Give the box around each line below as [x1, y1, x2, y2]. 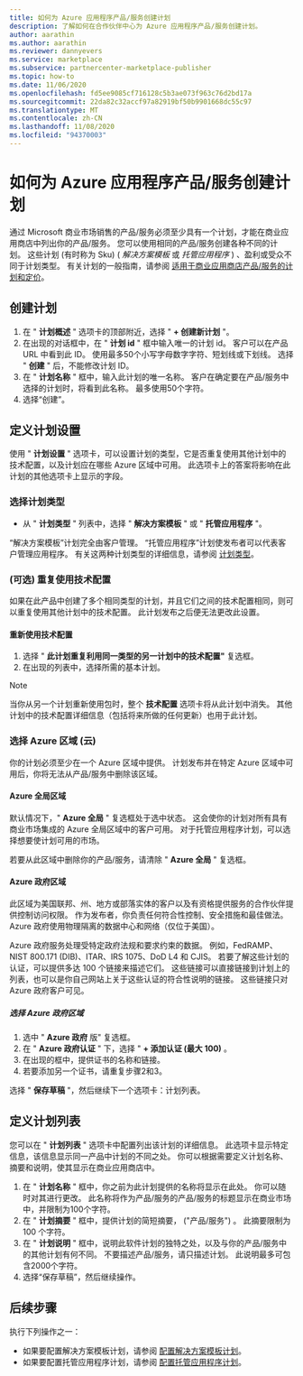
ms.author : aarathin [9, 38, 87, 48]
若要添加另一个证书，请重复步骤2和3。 [22, 1066, 167, 1076]
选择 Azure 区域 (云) [9, 734, 96, 747]
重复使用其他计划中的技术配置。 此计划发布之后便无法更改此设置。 [16, 606, 264, 618]
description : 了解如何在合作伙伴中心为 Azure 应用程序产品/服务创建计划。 [9, 22, 262, 31]
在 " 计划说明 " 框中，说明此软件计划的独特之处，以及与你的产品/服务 [22, 1237, 280, 1248]
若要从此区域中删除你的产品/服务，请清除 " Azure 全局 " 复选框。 [9, 854, 252, 864]
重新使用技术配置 [9, 629, 73, 640]
